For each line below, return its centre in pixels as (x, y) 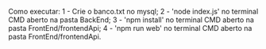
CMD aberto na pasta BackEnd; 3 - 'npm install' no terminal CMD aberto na (131, 20)
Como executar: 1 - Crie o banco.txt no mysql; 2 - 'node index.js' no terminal (133, 11)
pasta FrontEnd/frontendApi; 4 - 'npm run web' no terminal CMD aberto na (130, 28)
